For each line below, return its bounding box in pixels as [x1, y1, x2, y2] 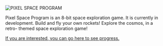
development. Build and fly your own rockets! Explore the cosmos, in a [5, 20, 153, 26]
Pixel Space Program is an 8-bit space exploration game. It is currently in [5, 15, 158, 21]
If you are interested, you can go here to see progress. [5, 35, 120, 41]
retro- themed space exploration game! [5, 25, 88, 31]
